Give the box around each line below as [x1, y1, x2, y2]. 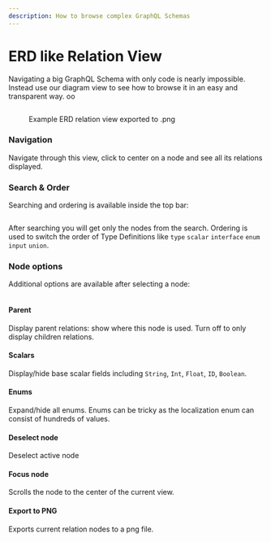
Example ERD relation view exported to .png [28, 114, 176, 124]
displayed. [8, 161, 43, 171]
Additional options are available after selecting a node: [8, 279, 191, 289]
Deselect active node [8, 451, 80, 461]
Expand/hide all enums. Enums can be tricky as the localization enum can [8, 405, 255, 415]
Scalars [8, 351, 35, 361]
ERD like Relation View [8, 46, 162, 65]
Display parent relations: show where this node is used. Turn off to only [8, 323, 247, 333]
